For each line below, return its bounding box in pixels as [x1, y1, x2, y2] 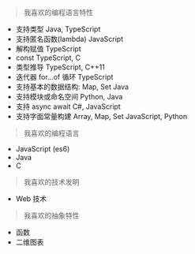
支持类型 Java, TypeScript [15, 24, 101, 34]
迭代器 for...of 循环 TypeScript [15, 73, 114, 81]
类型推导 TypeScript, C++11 [15, 62, 105, 72]
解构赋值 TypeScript [15, 44, 81, 54]
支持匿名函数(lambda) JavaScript [15, 35, 124, 43]
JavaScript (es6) [15, 144, 70, 153]
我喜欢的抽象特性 [23, 211, 80, 220]
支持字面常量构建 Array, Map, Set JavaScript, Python [15, 112, 188, 121]
